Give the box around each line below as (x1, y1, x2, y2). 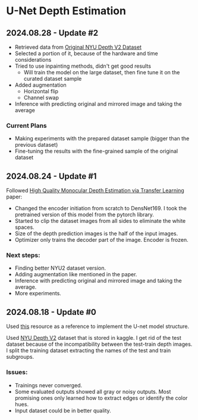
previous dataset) (14, 141, 58, 149)
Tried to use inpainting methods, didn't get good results (14, 62, 152, 70)
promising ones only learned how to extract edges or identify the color (14, 394, 188, 402)
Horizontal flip (23, 88, 58, 94)
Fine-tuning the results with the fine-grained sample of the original (14, 147, 178, 155)
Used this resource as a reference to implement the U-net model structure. (6, 323, 190, 330)
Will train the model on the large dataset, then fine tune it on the (23, 69, 180, 75)
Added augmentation (14, 81, 67, 89)
